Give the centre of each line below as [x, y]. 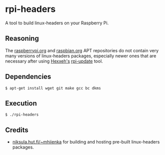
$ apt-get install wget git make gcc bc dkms [53, 88]
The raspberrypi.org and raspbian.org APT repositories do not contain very [82, 50]
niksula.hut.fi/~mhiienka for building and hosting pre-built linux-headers [86, 142]
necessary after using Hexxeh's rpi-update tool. [54, 61]
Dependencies [28, 77]
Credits [17, 130]
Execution [21, 103]
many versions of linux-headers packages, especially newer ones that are [81, 56]
